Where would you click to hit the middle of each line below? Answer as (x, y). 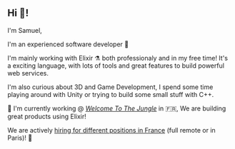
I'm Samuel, (25, 30)
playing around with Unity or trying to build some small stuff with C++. (111, 94)
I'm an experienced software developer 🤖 (68, 44)
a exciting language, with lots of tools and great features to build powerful (116, 66)
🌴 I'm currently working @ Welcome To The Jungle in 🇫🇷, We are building (117, 108)
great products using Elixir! (47, 116)
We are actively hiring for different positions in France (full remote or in (111, 130)
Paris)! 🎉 (20, 138)
